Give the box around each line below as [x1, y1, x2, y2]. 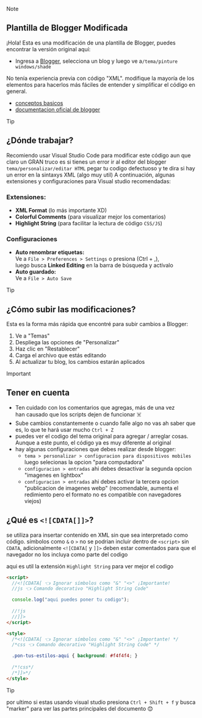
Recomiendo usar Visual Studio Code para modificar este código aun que [6, 151, 191, 159]
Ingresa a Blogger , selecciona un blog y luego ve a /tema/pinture [15, 57, 178, 65]
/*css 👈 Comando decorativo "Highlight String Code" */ [12, 642, 160, 648]
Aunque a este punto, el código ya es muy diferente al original [15, 439, 171, 446]
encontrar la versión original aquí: [6, 45, 91, 53]
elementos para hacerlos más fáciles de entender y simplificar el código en [6, 81, 195, 88]
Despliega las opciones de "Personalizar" [15, 339, 120, 346]
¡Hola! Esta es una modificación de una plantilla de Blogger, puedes [6, 39, 176, 46]
